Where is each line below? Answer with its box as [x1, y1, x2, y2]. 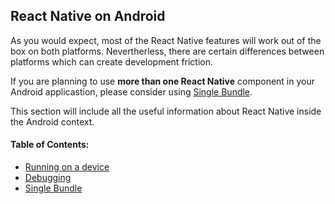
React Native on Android [10, 8, 166, 25]
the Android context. [10, 115, 95, 128]
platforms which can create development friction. [10, 55, 214, 68]
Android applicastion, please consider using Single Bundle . [10, 85, 253, 98]
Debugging [24, 172, 72, 184]
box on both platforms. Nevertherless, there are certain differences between [10, 45, 325, 57]
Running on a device [24, 161, 110, 173]
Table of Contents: [10, 139, 90, 151]
